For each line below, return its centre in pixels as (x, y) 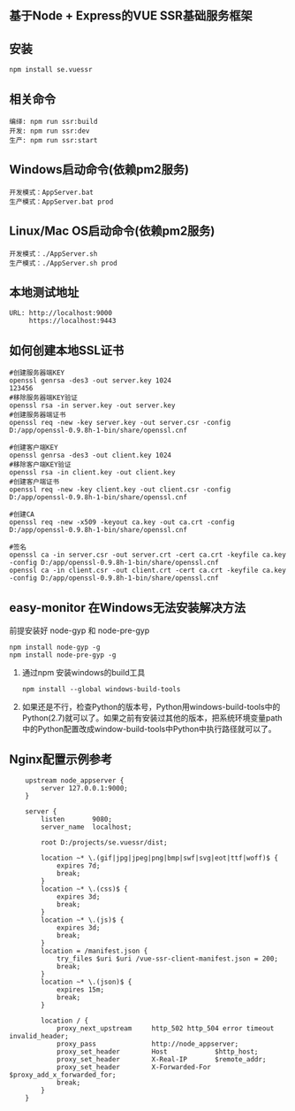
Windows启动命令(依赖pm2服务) (99, 170)
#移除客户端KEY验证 (40, 465)
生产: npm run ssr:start (53, 141)
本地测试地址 (44, 293)
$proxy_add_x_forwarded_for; (63, 1075)
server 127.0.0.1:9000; (84, 788)
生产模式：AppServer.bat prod (61, 202)
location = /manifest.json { (95, 951)
